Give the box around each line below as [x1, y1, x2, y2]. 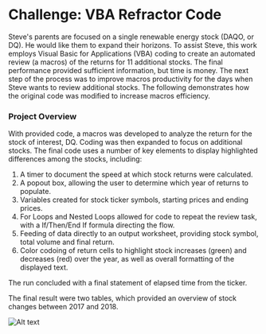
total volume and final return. [19, 237, 115, 247]
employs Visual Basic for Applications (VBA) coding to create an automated [8, 49, 256, 58]
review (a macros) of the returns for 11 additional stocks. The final [8, 57, 223, 67]
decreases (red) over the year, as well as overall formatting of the [19, 254, 235, 264]
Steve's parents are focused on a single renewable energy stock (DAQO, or [8, 32, 255, 41]
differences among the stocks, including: [8, 154, 143, 164]
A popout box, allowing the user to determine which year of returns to [19, 178, 249, 188]
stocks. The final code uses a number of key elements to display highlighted [8, 146, 259, 156]
